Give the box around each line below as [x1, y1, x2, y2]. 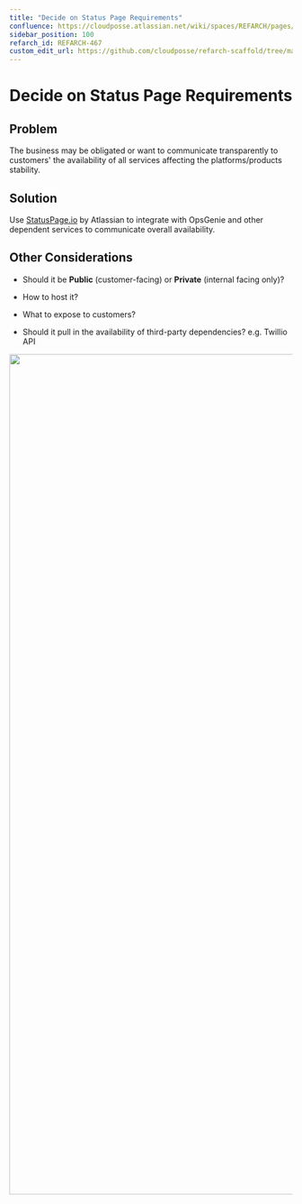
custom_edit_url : [9, 47, 75, 56]
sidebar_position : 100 [9, 30, 94, 39]
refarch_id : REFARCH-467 [9, 38, 102, 48]
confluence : [9, 22, 54, 31]
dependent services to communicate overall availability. [9, 223, 216, 234]
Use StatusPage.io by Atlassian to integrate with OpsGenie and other [9, 214, 263, 225]
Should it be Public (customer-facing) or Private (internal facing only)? [22, 274, 285, 285]
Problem [9, 121, 58, 136]
